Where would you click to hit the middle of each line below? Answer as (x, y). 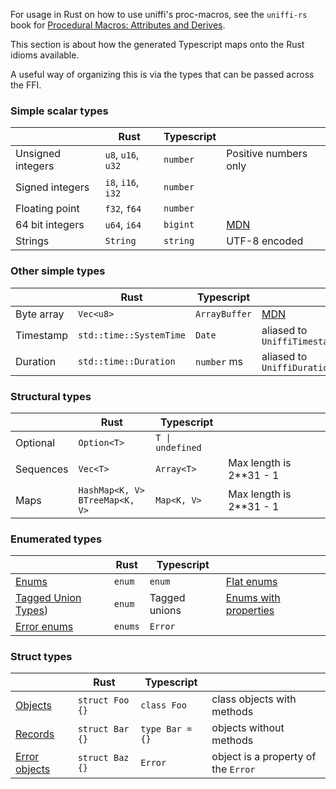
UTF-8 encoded (265, 241)
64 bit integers (50, 225)
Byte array (40, 314)
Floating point (47, 209)
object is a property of (264, 757)
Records (35, 734)
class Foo (163, 705)
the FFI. (26, 85)
